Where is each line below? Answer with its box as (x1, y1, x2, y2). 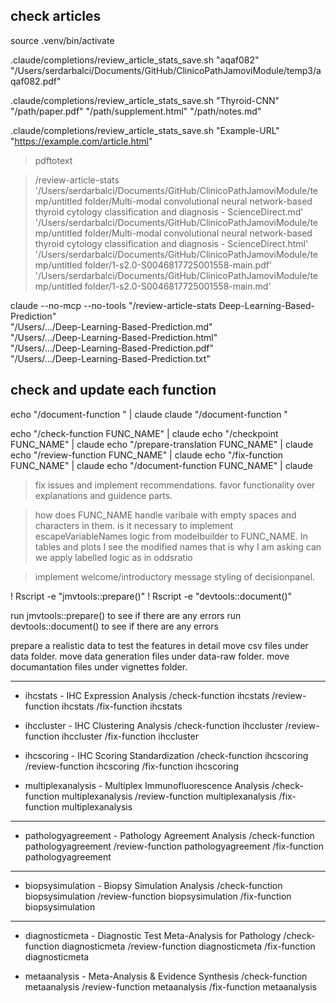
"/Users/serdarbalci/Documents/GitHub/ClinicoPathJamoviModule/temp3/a (10, 64, 322, 76)
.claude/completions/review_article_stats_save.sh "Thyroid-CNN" (10, 94, 280, 106)
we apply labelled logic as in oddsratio (34, 551, 193, 563)
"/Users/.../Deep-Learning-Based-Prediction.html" (10, 331, 218, 343)
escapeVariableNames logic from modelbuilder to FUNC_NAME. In (34, 530, 308, 542)
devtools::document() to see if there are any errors (10, 620, 219, 632)
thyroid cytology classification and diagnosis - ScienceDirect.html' (34, 237, 309, 249)
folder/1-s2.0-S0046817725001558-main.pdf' (84, 259, 273, 271)
